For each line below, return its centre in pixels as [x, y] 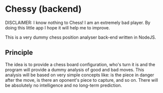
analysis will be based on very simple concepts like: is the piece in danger [80, 75]
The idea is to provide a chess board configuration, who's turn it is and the [80, 64]
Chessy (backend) [43, 9]
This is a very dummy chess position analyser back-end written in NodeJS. [81, 37]
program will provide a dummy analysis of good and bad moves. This [75, 70]
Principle [19, 53]
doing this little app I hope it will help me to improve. [58, 27]
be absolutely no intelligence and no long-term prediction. [64, 85]
